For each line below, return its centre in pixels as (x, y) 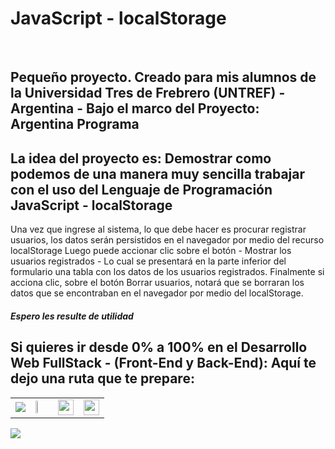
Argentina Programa (75, 124)
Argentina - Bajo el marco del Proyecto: (135, 108)
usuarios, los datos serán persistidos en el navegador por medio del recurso (167, 240)
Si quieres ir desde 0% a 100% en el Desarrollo (159, 347)
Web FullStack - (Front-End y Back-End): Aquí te (163, 363)
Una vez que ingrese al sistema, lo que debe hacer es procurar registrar (158, 229)
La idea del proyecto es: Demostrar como (141, 158)
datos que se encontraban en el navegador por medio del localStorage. (157, 293)
